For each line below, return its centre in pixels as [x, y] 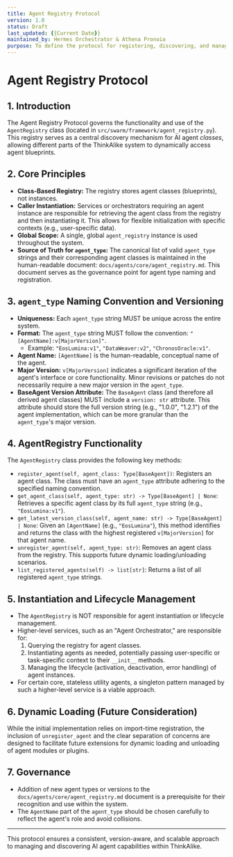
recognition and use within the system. [72, 803]
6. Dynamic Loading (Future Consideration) [102, 711]
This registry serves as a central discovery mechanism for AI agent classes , [115, 137]
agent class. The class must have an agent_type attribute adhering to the [121, 481]
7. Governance [39, 772]
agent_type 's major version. [57, 422]
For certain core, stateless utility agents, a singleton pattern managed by [121, 682]
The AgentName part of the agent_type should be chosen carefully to [113, 811]
